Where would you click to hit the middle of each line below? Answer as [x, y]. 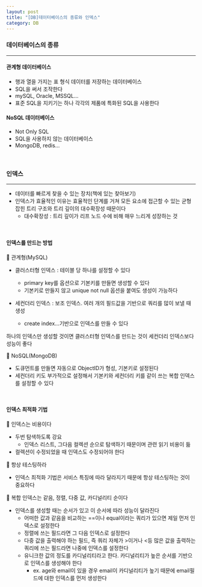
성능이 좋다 [19, 344]
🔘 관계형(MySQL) [27, 257]
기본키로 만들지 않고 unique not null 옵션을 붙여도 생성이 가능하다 [101, 290]
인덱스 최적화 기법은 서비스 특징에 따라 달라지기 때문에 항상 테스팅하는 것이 [103, 477]
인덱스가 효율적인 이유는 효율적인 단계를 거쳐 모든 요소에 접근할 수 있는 [97, 201]
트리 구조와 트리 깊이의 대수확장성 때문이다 [76, 208]
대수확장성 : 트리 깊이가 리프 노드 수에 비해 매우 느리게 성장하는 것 [101, 216]
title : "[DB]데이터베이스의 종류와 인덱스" [53, 17]
